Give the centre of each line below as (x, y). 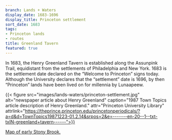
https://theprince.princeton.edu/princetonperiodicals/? (82, 111)
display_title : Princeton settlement (46, 19)
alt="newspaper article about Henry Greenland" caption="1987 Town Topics (86, 100)
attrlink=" (15, 111)
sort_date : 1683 (23, 24)
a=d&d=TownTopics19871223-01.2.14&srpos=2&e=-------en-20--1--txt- (81, 116)
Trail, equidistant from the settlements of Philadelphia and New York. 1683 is (86, 68)
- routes (15, 39)
